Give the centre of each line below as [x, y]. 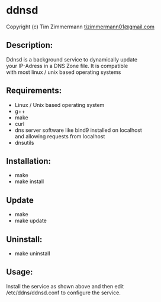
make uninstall [32, 254]
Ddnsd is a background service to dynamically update [72, 59]
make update [31, 221]
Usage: [20, 272]
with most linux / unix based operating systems [64, 72]
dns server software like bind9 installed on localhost [78, 130]
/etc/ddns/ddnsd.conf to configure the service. [64, 293]
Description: [30, 45]
